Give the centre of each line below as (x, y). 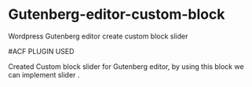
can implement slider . (44, 74)
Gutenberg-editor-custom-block (117, 14)
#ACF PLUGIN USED (41, 51)
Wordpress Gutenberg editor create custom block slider (98, 36)
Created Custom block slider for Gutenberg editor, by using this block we (126, 66)
